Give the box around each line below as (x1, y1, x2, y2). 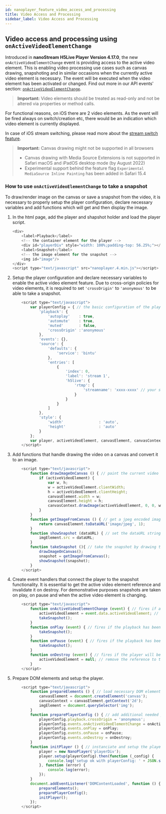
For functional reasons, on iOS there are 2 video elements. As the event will (5, 110, 159, 116)
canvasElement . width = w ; (47, 494, 101, 499)
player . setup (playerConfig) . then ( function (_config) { (39, 754, 155, 759)
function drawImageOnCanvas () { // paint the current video (30, 471, 159, 476)
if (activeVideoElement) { (39, 476, 95, 481)
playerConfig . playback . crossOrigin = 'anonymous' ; (39, 717, 146, 722)
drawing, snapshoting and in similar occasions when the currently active (5, 70, 153, 76)
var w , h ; (47, 480, 68, 485)
